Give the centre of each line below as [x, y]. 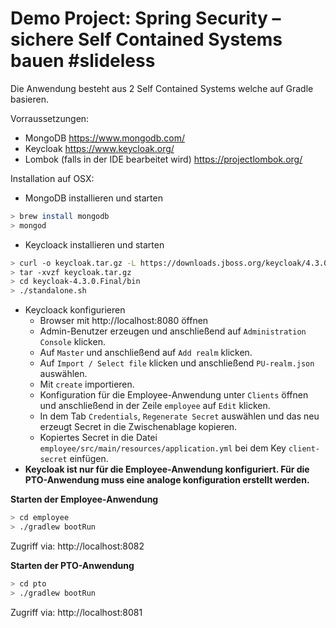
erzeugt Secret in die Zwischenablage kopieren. [138, 427]
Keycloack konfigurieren [75, 310]
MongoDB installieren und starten [93, 198]
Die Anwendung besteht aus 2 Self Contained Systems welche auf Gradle [162, 88]
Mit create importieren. [87, 384]
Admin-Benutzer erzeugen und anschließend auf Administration [173, 331]
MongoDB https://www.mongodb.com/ [104, 138]
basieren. [30, 99]
